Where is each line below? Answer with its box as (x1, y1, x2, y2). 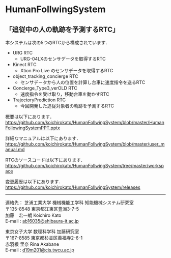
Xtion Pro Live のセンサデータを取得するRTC (20, 68, 113, 73)
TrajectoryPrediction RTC (12, 97, 66, 103)
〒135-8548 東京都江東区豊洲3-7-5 (5, 206, 79, 212)
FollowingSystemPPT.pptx (5, 125, 60, 131)
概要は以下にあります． (5, 113, 54, 120)
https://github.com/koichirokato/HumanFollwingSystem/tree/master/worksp (5, 163, 164, 168)
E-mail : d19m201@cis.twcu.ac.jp (5, 247, 75, 253)
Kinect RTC (12, 62, 37, 67)
